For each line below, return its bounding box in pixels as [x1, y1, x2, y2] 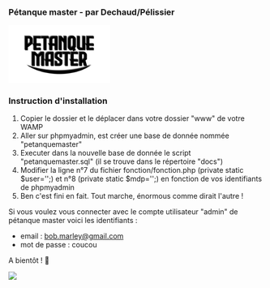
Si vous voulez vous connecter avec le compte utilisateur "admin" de [8, 207, 238, 217]
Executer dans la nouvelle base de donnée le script [19, 148, 191, 158]
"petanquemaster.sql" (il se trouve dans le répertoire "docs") [19, 157, 224, 166]
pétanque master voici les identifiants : [8, 216, 138, 226]
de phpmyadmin [19, 183, 75, 192]
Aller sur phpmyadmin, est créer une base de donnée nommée [19, 131, 229, 140]
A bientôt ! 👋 [8, 256, 50, 265]
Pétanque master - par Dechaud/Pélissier [8, 6, 175, 18]
